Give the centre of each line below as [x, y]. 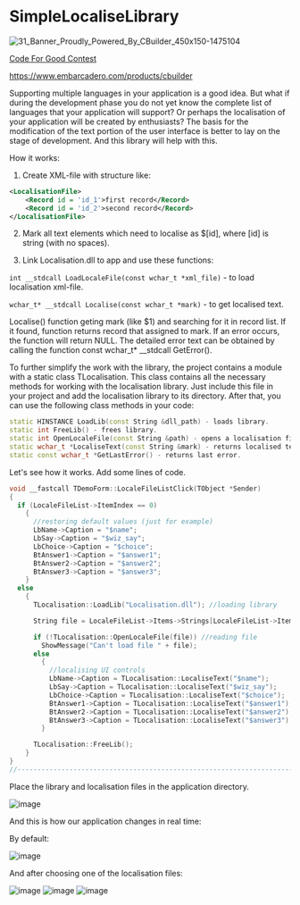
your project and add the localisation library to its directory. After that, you [145, 396]
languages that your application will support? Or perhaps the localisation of [147, 112]
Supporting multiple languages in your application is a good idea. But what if [150, 93]
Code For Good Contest [53, 58]
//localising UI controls [97, 670]
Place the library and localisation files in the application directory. [129, 786]
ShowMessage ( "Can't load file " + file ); [120, 645]
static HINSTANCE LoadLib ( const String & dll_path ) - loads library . [139, 422]
